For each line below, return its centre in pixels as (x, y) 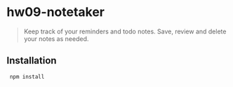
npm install (27, 77)
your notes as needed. (56, 38)
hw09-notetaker (56, 12)
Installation (32, 61)
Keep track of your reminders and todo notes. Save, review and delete (125, 31)
